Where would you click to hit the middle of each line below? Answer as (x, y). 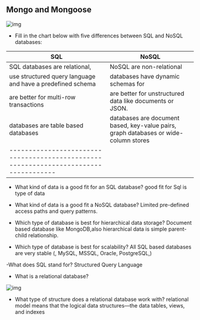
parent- (177, 229)
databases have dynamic (145, 76)
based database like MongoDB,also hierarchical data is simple (91, 229)
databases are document (145, 118)
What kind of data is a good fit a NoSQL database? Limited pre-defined (102, 205)
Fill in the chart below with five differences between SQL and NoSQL (99, 36)
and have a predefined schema (53, 84)
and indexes (30, 312)
